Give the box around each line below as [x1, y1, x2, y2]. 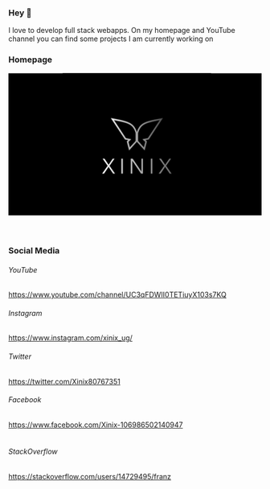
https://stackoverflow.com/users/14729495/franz [8, 472, 171, 482]
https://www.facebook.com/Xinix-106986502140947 [8, 420, 183, 429]
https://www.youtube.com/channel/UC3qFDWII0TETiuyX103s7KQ [8, 290, 227, 300]
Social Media [8, 245, 60, 257]
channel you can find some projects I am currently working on [8, 34, 214, 43]
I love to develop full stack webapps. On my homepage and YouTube [8, 26, 235, 35]
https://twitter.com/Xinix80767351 [8, 376, 121, 386]
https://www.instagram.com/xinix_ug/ [8, 333, 133, 343]
